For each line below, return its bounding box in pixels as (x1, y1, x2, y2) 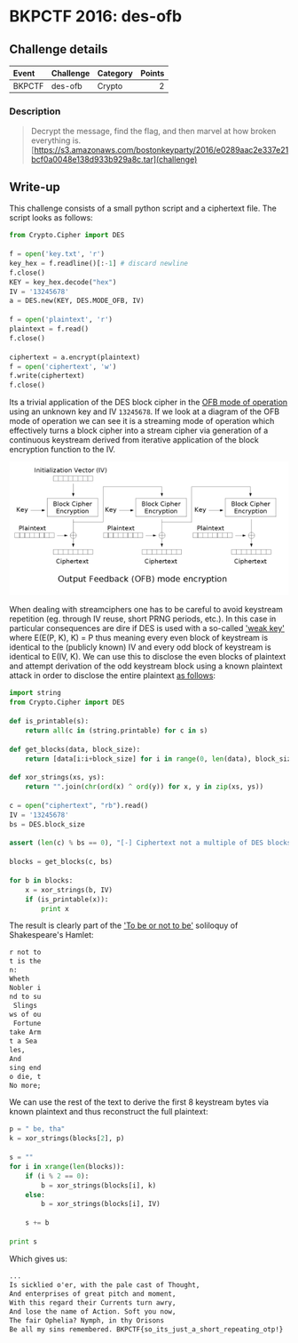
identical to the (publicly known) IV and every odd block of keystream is (9, 642, 272, 652)
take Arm (9, 1028, 42, 1037)
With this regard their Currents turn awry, (9, 1298, 176, 1307)
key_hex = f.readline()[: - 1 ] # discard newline (9, 259, 189, 268)
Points (140, 68, 165, 78)
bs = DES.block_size (9, 819, 86, 828)
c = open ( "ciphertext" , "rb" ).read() (9, 801, 149, 810)
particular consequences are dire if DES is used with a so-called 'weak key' (9, 623, 286, 634)
